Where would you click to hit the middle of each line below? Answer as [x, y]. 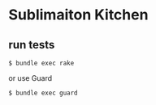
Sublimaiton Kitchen [78, 15]
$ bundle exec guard [43, 93]
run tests [32, 45]
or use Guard [30, 78]
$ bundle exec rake [41, 63]
